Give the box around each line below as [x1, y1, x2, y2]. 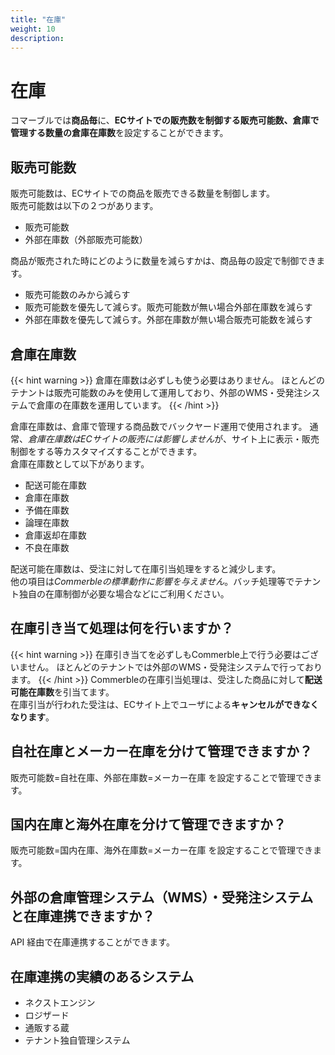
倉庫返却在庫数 [24, 529, 87, 541]
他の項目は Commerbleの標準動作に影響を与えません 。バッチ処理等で [10, 575, 295, 587]
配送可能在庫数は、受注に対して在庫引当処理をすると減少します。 [10, 562, 282, 575]
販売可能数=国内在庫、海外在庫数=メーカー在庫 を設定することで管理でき [10, 844, 314, 856]
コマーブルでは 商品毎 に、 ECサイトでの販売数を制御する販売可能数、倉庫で [10, 114, 320, 126]
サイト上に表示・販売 [231, 432, 320, 445]
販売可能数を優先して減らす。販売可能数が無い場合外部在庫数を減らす [24, 301, 313, 313]
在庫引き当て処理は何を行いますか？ [10, 620, 234, 637]
